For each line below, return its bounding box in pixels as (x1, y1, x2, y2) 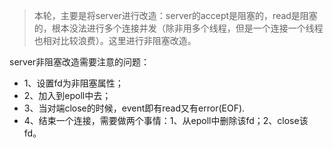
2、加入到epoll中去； (23, 90, 112, 101)
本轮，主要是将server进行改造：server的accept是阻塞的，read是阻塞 (33, 10, 318, 21)
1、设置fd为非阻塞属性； (23, 77, 124, 89)
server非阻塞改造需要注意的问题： (9, 56, 151, 68)
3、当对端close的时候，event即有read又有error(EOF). (23, 102, 246, 114)
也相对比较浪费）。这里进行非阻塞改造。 (33, 35, 197, 46)
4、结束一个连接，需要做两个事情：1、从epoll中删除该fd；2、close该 (23, 115, 309, 126)
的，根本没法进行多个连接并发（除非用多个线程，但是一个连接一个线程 (33, 22, 324, 34)
